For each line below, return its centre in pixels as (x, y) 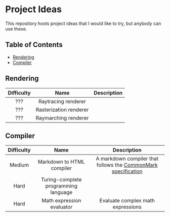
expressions (127, 207)
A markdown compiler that (127, 159)
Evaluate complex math (127, 201)
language (61, 193)
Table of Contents (34, 45)
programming (61, 186)
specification (127, 171)
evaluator (61, 207)
